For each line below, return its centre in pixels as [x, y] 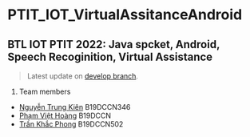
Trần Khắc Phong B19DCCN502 [71, 124]
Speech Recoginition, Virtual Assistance [110, 56]
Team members [45, 91]
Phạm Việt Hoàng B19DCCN [65, 115]
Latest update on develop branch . [83, 76]
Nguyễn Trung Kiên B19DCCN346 [75, 107]
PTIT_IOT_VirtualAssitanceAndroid [125, 15]
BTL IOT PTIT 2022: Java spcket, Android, [114, 44]
